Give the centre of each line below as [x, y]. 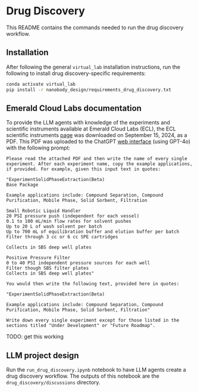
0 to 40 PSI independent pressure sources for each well [78, 263]
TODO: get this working [35, 337]
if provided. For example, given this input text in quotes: [84, 169]
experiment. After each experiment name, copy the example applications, [100, 164]
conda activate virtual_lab [41, 84]
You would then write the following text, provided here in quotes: [93, 284]
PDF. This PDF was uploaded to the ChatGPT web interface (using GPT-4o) [98, 142]
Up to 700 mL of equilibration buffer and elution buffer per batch [93, 232]
